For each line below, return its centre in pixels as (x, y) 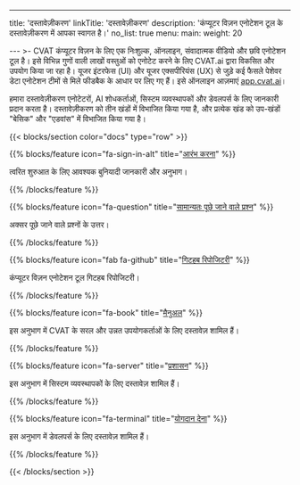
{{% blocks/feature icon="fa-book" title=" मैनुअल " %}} (106, 312)
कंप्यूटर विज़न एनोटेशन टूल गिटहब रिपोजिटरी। (75, 278)
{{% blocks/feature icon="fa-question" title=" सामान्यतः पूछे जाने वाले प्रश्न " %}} (142, 207)
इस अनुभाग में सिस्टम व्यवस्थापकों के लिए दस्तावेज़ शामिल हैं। (95, 383)
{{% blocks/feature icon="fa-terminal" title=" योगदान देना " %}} (118, 419)
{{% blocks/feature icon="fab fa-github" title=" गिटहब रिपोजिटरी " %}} (129, 260)
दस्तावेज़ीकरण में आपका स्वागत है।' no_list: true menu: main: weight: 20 (126, 33)
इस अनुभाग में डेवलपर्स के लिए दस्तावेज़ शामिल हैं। (79, 436)
